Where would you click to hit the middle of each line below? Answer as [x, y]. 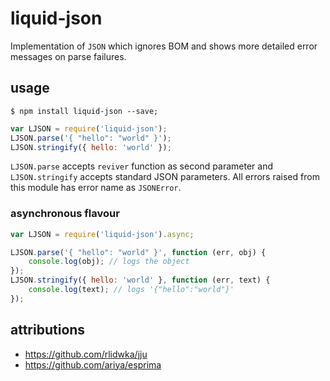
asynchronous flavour [65, 214]
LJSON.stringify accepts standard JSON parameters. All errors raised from [165, 177]
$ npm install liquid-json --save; [84, 111]
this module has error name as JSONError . [96, 188]
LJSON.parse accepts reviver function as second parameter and [141, 166]
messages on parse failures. [68, 56]
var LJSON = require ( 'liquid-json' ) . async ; [102, 234]
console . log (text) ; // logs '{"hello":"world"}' [131, 290]
